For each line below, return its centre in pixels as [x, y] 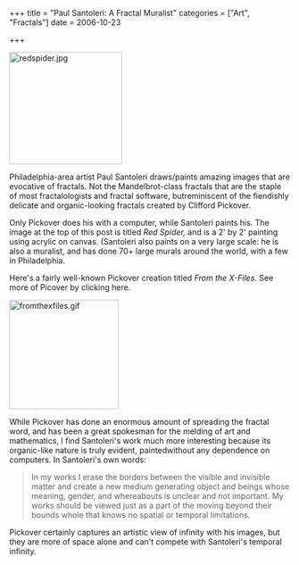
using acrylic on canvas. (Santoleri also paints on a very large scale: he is [144, 241]
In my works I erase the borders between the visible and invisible [150, 477]
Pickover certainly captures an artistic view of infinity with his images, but [145, 532]
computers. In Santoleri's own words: [78, 460]
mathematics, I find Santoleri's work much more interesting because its [140, 440]
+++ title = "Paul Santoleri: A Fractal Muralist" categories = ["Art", [129, 13]
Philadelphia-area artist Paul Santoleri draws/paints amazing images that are [149, 177]
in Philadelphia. [37, 261]
